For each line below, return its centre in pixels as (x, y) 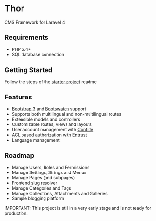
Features (18, 97)
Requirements (26, 37)
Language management (35, 140)
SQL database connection (38, 54)
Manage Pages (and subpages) (43, 178)
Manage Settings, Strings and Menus (49, 172)
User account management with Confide (53, 130)
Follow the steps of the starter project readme (51, 82)
